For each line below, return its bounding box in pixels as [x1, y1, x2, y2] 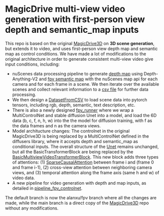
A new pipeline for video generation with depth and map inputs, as [12, 180, 146, 186]
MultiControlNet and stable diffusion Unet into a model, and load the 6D [12, 112, 157, 118]
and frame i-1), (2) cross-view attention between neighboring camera [12, 164, 152, 170]
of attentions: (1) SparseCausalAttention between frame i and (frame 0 [12, 159, 154, 165]
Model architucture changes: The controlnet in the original [12, 128, 130, 134]
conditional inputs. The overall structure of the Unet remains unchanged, [12, 144, 159, 149]
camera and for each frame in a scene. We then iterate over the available [12, 81, 159, 87]
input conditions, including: [5, 61, 60, 67]
